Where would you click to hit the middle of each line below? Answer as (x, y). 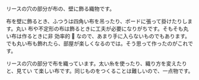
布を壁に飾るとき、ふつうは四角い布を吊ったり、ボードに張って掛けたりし (97, 21)
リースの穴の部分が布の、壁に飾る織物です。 (60, 9)
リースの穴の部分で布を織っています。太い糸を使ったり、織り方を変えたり (97, 63)
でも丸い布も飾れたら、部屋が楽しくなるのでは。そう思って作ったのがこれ (97, 44)
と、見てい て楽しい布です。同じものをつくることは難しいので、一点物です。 (100, 71)
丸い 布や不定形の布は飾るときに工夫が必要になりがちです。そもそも (99, 29)
